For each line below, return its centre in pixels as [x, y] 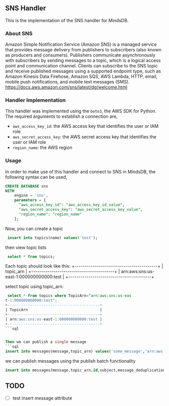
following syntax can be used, [36, 177]
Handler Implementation [36, 100]
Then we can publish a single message [46, 342]
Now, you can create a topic [34, 228]
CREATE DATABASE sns [27, 186]
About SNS [19, 33]
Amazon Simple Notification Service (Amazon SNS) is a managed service [81, 44]
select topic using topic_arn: [34, 287]
